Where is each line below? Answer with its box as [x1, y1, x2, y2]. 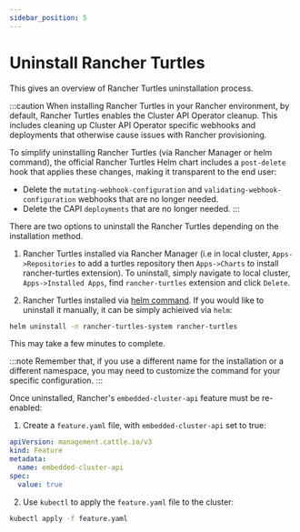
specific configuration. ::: [9, 375, 103, 386]
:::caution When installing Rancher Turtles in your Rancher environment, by [9, 100, 290, 111]
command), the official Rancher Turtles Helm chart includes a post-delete [9, 156, 286, 167]
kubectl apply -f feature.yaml [9, 514, 128, 523]
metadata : [9, 455, 47, 464]
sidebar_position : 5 [9, 13, 88, 23]
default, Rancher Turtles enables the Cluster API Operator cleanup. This [9, 110, 278, 121]
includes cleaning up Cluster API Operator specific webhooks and [9, 119, 256, 130]
